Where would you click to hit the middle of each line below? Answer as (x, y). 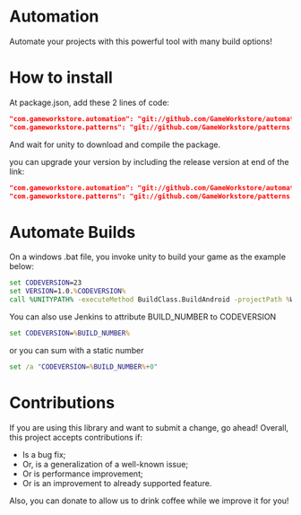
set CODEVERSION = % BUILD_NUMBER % (69, 333)
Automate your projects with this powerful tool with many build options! (141, 41)
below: (21, 266)
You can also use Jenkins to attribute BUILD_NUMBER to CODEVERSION (143, 317)
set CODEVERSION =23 (46, 283)
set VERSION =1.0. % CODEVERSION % (68, 292)
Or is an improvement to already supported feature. (117, 483)
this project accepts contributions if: (76, 437)
